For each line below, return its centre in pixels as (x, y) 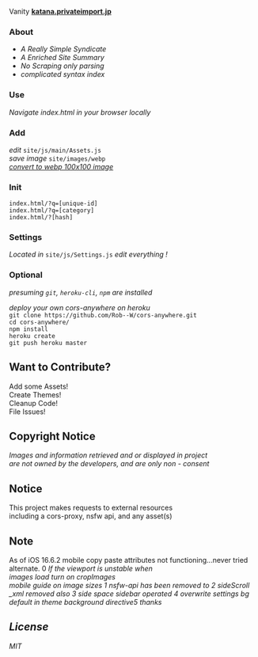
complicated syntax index (63, 74)
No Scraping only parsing (63, 66)
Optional (26, 275)
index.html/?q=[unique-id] (53, 204)
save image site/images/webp (57, 158)
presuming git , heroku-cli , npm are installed (81, 292)
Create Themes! (35, 394)
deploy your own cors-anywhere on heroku (80, 307)
